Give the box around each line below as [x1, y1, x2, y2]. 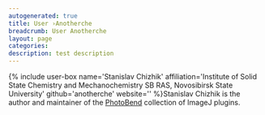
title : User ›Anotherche [8, 19, 92, 28]
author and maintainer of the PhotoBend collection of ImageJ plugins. [8, 98, 241, 107]
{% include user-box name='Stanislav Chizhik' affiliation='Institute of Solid [8, 72, 258, 81]
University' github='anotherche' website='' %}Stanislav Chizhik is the [8, 89, 241, 98]
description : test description [8, 49, 114, 57]
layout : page [8, 34, 53, 43]
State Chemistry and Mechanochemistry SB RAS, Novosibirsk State [8, 80, 233, 90]
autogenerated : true [8, 11, 79, 20]
